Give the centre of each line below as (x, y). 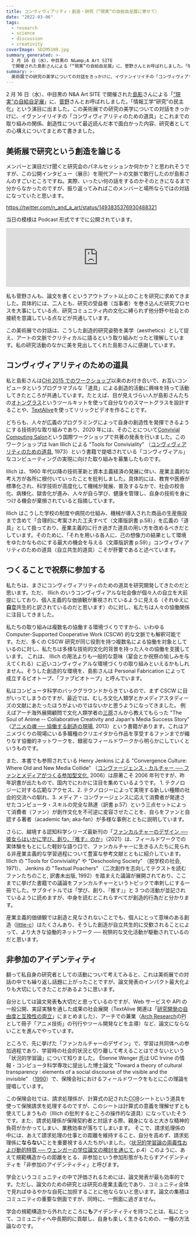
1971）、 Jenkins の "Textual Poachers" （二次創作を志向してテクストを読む (96, 868)
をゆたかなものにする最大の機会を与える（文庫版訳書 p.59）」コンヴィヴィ (95, 542)
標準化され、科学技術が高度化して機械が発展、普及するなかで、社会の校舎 (95, 486)
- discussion (27, 39)
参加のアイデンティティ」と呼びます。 (77, 1165)
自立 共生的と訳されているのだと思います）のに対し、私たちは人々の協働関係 (98, 607)
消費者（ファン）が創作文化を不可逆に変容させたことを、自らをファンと (98, 811)
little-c (24, 924)
